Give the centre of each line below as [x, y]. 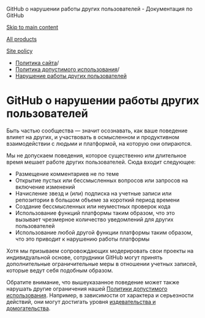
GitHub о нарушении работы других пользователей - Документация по [99, 9]
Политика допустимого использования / [67, 69]
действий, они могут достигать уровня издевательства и [81, 301]
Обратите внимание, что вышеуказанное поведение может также [93, 282]
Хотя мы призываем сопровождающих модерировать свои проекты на [100, 251]
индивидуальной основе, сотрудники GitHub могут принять [85, 257]
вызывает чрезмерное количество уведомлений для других [94, 219]
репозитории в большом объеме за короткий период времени [97, 200]
